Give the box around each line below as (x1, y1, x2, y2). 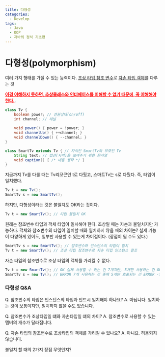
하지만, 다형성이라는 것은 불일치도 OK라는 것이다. (5, 202, 99, 208)
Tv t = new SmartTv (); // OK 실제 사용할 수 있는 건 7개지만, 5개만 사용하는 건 (5, 267, 155, 272)
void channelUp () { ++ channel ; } (14, 130, 82, 136)
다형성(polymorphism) (5, 58, 97, 69)
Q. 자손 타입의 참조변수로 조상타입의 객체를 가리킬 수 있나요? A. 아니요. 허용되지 (5, 330, 157, 336)
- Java (9, 26, 23, 31)
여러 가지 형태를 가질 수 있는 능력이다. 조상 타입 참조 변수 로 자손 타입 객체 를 (5, 74, 149, 80)
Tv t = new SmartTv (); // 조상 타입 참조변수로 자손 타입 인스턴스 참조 (5, 248, 137, 253)
